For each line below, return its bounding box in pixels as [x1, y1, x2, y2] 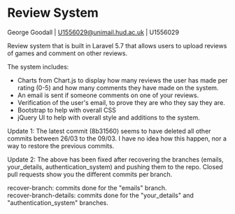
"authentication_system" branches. [7, 198, 108, 207]
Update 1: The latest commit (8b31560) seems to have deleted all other [7, 127, 211, 135]
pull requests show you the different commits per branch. [7, 170, 173, 178]
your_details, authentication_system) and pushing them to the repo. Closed [7, 162, 223, 171]
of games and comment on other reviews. [7, 49, 128, 57]
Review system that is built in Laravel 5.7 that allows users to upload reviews [7, 41, 227, 50]
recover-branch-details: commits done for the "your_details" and [7, 191, 194, 199]
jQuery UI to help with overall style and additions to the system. [17, 113, 201, 122]
